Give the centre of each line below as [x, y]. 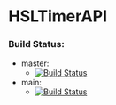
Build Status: [37, 44]
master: [35, 63]
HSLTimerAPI [58, 16]
